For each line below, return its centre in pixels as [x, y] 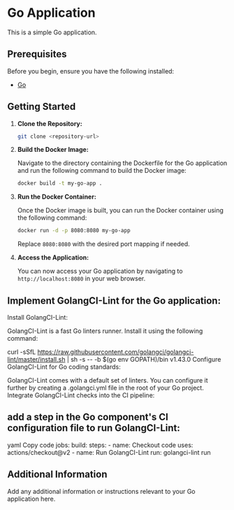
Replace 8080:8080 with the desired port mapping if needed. [103, 244]
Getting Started [42, 107]
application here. [31, 499]
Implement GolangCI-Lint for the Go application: [114, 300]
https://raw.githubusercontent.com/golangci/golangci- [116, 352]
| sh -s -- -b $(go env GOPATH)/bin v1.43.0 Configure [144, 359]
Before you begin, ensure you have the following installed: [91, 71]
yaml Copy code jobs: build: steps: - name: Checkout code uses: [100, 445]
